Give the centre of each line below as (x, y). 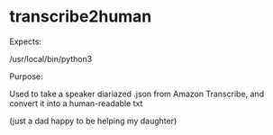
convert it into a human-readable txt (76, 103)
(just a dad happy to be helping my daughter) (93, 121)
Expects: (26, 41)
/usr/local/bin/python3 (51, 58)
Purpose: (26, 76)
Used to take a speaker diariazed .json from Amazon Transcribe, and (136, 94)
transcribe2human (81, 17)
